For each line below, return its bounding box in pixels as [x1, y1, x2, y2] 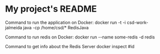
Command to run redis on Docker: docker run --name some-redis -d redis [5, 34, 155, 40]
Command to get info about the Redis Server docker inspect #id [5, 43, 134, 49]
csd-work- [127, 19, 149, 25]
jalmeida [5, 24, 22, 30]
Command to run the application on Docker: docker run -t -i [5, 19, 126, 25]
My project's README [5, 3, 97, 15]
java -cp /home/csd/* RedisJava [23, 24, 89, 30]
